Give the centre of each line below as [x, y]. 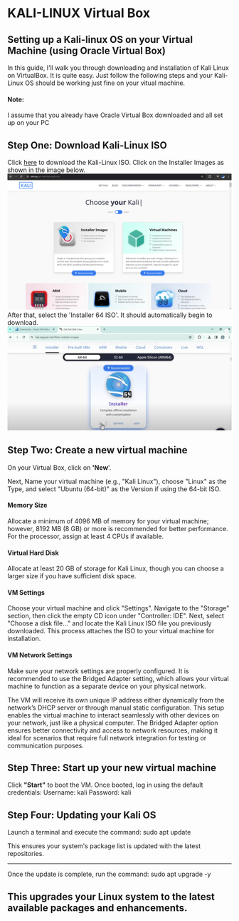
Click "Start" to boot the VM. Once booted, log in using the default [105, 785]
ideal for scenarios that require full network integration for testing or [107, 738]
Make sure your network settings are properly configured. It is [99, 671]
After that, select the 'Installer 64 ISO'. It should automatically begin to [110, 315]
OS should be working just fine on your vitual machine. [105, 83]
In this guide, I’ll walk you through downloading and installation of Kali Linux [118, 68]
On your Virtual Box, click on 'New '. [59, 467]
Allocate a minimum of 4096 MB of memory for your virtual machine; [108, 521]
